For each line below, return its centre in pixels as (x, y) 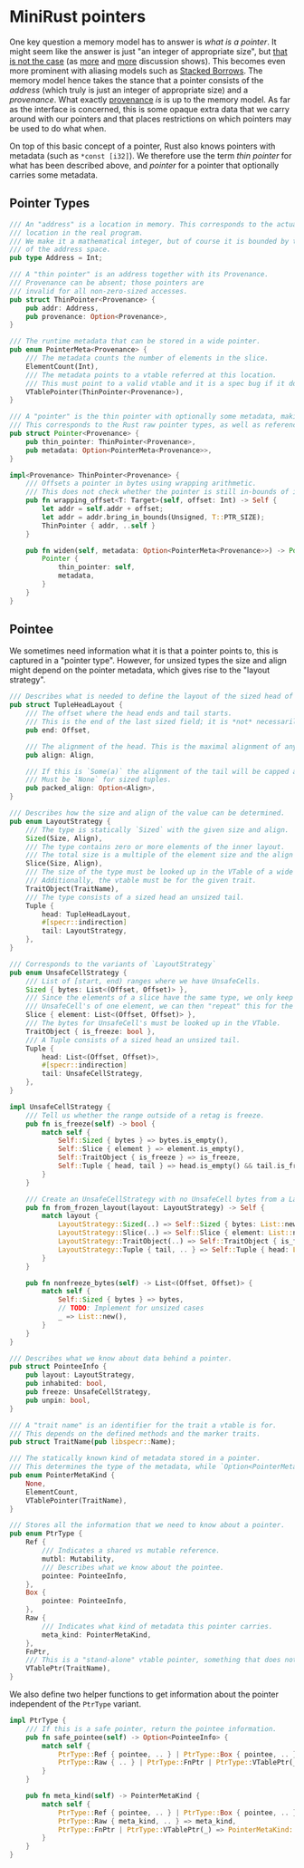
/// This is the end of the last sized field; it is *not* (139, 722)
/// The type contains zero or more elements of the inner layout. (155, 847)
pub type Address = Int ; (56, 258)
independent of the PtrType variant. (76, 1704)
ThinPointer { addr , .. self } (99, 526)
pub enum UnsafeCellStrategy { (68, 973)
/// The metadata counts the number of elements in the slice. (147, 358)
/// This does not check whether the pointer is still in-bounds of (157, 492)
